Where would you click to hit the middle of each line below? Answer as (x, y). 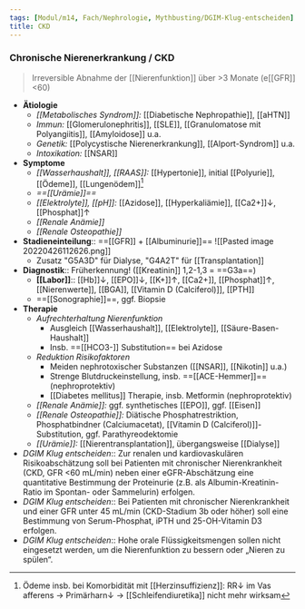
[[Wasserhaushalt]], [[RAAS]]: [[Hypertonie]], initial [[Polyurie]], (155, 172)
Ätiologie (40, 104)
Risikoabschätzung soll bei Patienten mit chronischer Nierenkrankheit (152, 463)
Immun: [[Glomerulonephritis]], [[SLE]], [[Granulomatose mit (148, 124)
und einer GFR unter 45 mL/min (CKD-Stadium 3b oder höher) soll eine (155, 511)
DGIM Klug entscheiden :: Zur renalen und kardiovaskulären (133, 454)
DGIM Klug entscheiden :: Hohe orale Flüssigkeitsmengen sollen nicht (152, 540)
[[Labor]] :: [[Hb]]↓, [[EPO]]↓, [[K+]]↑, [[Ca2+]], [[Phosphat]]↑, (155, 280)
